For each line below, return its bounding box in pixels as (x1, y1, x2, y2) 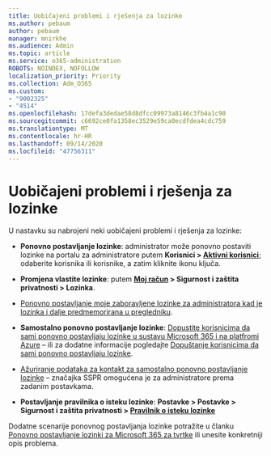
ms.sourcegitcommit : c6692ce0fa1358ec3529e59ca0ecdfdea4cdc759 (8, 117, 227, 125)
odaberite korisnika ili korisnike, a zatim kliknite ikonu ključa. (19, 259, 221, 268)
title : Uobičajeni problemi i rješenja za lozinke (8, 11, 183, 20)
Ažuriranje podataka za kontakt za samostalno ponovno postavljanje (19, 365, 248, 374)
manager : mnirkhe (8, 34, 67, 43)
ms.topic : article (8, 49, 70, 57)
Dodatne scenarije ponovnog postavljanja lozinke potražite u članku (8, 421, 235, 431)
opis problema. (8, 438, 58, 449)
